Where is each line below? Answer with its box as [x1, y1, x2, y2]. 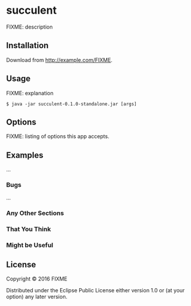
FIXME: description [6, 23, 53, 30]
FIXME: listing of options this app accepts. [6, 133, 109, 140]
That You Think [6, 225, 51, 233]
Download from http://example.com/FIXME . [6, 56, 113, 63]
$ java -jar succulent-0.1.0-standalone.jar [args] [6, 101, 137, 107]
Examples [6, 150, 43, 160]
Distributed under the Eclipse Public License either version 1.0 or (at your [6, 287, 185, 294]
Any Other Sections [6, 209, 64, 217]
